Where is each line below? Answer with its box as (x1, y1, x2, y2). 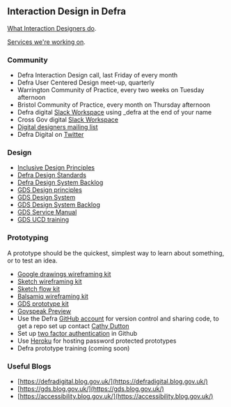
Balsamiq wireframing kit (17, 292, 89, 300)
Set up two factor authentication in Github (17, 329, 138, 337)
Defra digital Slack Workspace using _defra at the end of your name (17, 108, 212, 117)
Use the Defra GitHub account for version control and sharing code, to (17, 314, 219, 323)
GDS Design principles (17, 186, 82, 194)
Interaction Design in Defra (7, 6, 127, 17)
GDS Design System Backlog (17, 200, 101, 209)
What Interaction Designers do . (7, 24, 97, 32)
